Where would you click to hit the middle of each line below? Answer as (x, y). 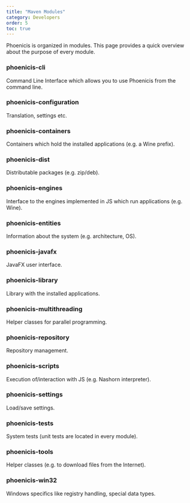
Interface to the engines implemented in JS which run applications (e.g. (94, 201)
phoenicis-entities (34, 223)
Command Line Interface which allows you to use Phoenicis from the (91, 80)
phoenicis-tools (30, 452)
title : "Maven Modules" (36, 12)
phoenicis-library (32, 281)
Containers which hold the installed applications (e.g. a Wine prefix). (91, 144)
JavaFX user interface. (34, 265)
